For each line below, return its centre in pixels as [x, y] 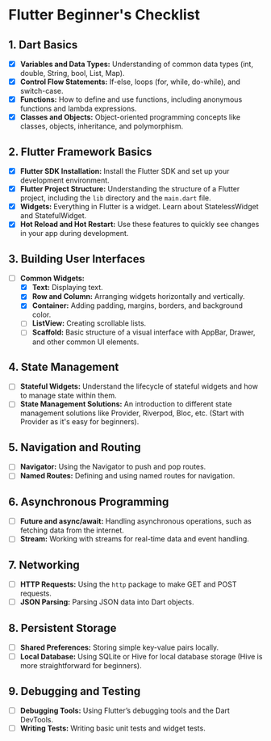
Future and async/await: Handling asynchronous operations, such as [135, 521]
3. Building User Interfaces [77, 259]
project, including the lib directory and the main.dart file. [115, 198]
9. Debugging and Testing [75, 691]
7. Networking [44, 564]
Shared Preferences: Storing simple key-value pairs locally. [119, 647]
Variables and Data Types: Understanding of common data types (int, [137, 64]
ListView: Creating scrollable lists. [89, 323]
